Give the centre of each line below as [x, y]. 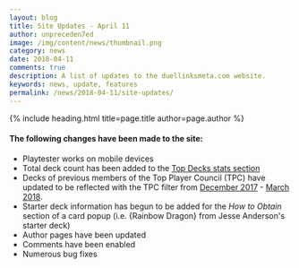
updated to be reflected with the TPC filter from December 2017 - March [156, 187]
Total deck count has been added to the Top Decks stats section [141, 168]
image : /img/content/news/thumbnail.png [86, 43]
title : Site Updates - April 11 [69, 26]
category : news [38, 51]
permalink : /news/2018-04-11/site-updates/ [92, 92]
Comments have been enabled [79, 244]
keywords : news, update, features [74, 84]
